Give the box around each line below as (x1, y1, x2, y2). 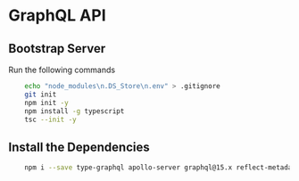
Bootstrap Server (8, 41, 106, 56)
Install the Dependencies (8, 139, 151, 154)
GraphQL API (8, 5, 106, 26)
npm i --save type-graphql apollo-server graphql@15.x (24, 163, 233, 172)
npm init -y (24, 98, 69, 107)
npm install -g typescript (24, 106, 125, 116)
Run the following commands (8, 64, 116, 75)
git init (24, 90, 57, 99)
